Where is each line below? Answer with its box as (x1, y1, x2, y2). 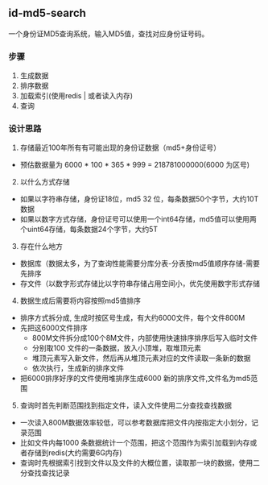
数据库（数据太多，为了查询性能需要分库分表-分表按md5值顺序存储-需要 (19, 259, 260, 268)
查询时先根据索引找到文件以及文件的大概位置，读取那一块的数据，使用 (19, 458, 254, 468)
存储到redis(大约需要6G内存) (27, 448, 122, 458)
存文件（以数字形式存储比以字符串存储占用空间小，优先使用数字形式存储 (19, 279, 260, 288)
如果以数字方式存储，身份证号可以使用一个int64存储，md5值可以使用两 (19, 214, 257, 224)
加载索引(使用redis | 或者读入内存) (19, 91, 134, 101)
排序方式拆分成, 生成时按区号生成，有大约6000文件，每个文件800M (19, 313, 245, 323)
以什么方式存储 (19, 177, 70, 187)
